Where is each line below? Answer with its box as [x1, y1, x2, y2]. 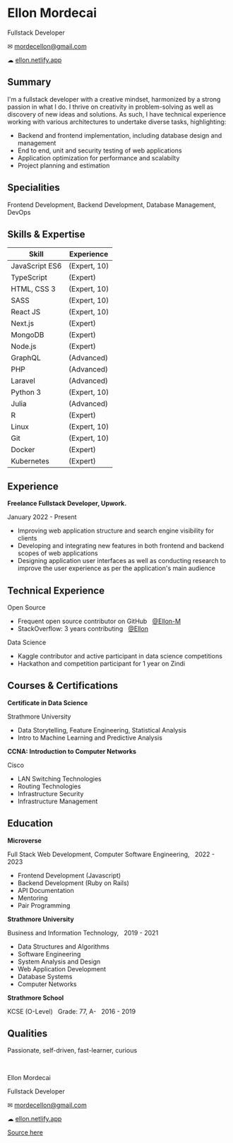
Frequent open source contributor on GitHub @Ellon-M [17, 617, 181, 625]
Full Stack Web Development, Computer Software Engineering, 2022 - [7, 850, 215, 858]
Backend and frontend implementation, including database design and [17, 131, 222, 139]
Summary [7, 76, 52, 88]
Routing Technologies [17, 782, 81, 790]
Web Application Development [17, 964, 107, 973]
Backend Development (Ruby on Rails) [17, 878, 129, 887]
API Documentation [17, 886, 74, 894]
